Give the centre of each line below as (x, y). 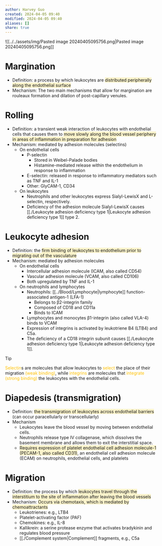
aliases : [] (17, 23)
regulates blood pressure (45, 533)
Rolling (20, 115)
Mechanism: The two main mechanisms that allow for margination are (82, 90)
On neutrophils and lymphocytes (52, 287)
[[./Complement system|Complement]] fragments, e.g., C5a (80, 538)
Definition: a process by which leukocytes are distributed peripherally (82, 80)
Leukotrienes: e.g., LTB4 (44, 512)
